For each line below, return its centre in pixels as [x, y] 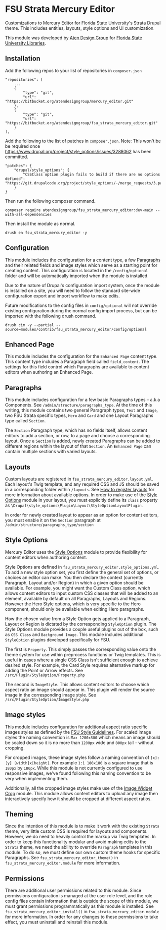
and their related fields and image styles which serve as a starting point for [81, 265]
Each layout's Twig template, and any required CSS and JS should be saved [82, 484]
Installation [23, 59]
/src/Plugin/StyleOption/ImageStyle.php [47, 699]
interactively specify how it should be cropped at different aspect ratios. [79, 799]
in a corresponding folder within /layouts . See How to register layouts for [80, 490]
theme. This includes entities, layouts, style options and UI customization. [80, 28]
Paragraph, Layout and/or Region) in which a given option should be [75, 582]
